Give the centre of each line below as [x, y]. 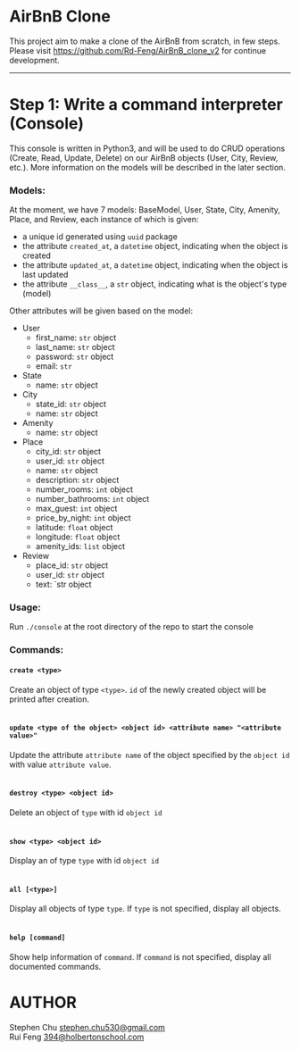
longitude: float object [78, 537]
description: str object [77, 480]
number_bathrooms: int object [92, 499]
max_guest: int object [76, 509]
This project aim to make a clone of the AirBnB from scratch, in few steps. [145, 41]
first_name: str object [76, 338]
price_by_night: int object [83, 518]
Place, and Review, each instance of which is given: [104, 220]
